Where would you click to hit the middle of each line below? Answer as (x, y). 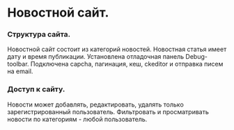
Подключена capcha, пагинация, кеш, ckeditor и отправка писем (127, 64)
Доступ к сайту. (36, 89)
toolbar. (18, 64)
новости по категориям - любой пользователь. (77, 119)
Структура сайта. (39, 35)
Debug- (196, 57)
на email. (20, 71)
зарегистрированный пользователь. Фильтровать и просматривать (108, 111)
